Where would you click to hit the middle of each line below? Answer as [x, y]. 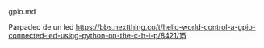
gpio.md [22, 12]
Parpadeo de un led [41, 27]
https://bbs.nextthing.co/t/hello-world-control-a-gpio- [166, 27]
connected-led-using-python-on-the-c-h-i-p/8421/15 [98, 36]
